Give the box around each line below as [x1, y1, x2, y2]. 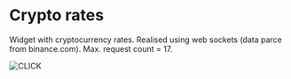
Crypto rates [9, 5, 105, 25]
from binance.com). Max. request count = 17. [9, 43, 173, 54]
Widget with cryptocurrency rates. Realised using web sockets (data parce [9, 34, 282, 45]
